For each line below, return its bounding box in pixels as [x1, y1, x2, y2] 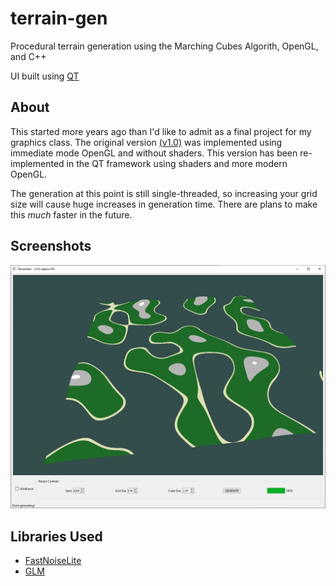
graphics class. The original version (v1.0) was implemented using [10, 136, 283, 148]
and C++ [10, 50, 47, 62]
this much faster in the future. [10, 208, 133, 221]
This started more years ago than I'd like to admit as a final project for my [10, 125, 312, 137]
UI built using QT [10, 70, 80, 82]
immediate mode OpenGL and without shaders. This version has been [10, 147, 298, 159]
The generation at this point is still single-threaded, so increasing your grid [10, 187, 318, 199]
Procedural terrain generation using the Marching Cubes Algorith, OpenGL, [10, 40, 319, 52]
